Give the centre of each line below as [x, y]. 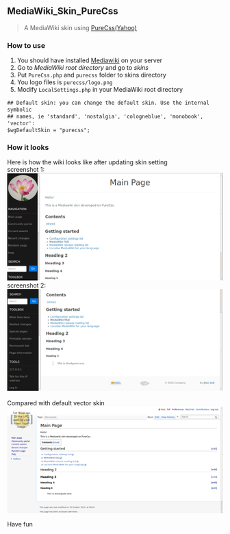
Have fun [20, 524]
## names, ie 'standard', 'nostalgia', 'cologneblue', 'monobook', [105, 117]
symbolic [20, 110]
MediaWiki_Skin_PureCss [63, 11]
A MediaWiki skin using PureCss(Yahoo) [80, 27]
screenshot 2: [27, 285]
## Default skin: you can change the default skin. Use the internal [108, 103]
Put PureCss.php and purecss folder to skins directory [91, 75]
